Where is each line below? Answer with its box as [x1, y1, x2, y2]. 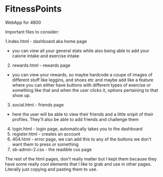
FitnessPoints [5, 3, 62, 15]
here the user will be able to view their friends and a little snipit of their [12, 111, 154, 117]
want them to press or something [12, 141, 79, 147]
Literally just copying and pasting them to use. [5, 166, 98, 172]
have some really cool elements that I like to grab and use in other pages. [5, 161, 152, 167]
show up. [12, 92, 31, 98]
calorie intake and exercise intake [12, 53, 79, 59]
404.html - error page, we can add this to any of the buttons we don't [12, 136, 152, 142]
